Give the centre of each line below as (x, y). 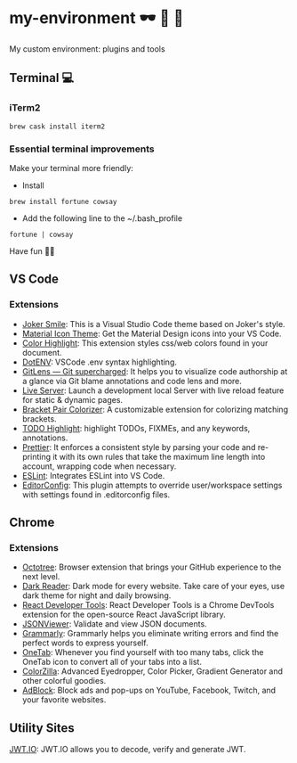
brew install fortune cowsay (63, 201)
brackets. (39, 418)
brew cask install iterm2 (57, 127)
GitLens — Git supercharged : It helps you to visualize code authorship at (155, 371)
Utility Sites (42, 728)
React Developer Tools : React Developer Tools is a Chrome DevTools (148, 605)
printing (36, 456)
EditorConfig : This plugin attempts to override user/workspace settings (152, 485)
